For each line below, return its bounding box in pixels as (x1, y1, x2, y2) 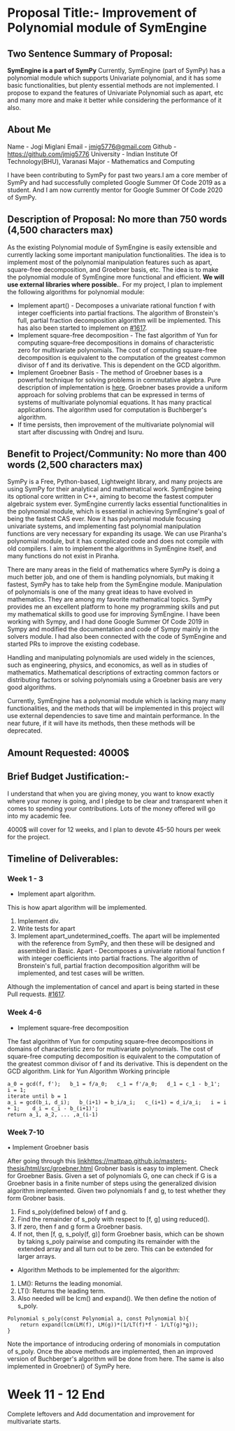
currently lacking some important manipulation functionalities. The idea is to (7, 250, 226, 258)
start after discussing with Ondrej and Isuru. (17, 427, 145, 436)
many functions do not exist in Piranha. (7, 552, 120, 560)
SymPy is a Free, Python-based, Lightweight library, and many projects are (7, 478, 223, 486)
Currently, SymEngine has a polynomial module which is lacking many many (7, 697, 227, 705)
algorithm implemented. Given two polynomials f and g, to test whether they (7, 1186, 226, 1195)
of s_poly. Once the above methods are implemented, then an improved (7, 1347, 213, 1355)
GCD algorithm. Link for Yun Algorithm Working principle (7, 1067, 170, 1075)
